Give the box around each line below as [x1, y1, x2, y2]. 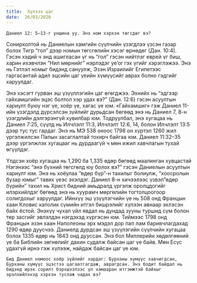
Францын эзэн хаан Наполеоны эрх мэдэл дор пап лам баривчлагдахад [6, 219, 188, 227]
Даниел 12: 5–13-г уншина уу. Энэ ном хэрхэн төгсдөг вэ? [6, 30, 151, 36]
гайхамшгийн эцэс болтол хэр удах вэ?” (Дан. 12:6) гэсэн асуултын [6, 95, 176, 103]
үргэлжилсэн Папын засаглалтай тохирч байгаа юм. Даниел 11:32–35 [6, 133, 181, 140]
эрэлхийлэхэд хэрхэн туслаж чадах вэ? [6, 271, 101, 277]
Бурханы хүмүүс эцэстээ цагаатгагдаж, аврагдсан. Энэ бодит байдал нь [6, 261, 183, 267]
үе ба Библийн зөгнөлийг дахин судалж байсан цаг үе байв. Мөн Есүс [6, 238, 182, 245]
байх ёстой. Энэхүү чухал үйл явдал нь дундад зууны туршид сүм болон [6, 207, 189, 214]
